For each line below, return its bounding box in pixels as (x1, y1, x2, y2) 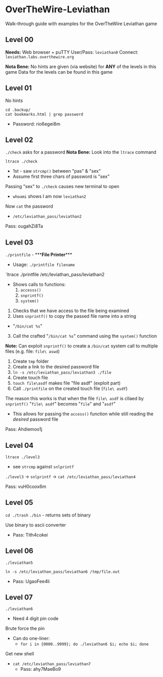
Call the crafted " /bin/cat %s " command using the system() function (12, 333, 157, 339)
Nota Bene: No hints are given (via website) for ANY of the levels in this (5, 63, 157, 70)
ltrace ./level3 (5, 455, 40, 460)
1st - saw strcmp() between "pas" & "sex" (12, 168, 101, 174)
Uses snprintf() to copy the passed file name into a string (12, 313, 136, 319)
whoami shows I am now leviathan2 (12, 193, 86, 199)
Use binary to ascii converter (5, 522, 66, 528)
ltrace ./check (5, 159, 38, 165)
